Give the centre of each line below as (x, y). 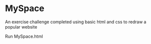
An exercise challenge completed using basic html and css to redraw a (76, 22)
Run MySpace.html (24, 36)
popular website (21, 27)
